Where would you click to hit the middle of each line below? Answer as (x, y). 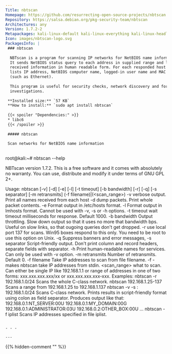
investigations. (27, 91)
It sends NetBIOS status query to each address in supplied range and (87, 63)
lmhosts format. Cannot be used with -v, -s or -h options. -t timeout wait (81, 211)
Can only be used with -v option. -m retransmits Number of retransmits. (81, 254)
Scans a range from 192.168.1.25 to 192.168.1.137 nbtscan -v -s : (72, 287)
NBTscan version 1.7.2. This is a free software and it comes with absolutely (84, 168)
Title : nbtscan (21, 10)
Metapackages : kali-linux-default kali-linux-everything (67, 34)
